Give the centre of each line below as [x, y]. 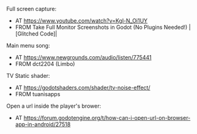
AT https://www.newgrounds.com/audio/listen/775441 [83, 57]
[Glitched [27, 34]
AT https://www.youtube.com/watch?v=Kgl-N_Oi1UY [81, 20]
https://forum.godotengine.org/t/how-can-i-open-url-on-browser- [107, 118]
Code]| [48, 34]
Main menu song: [28, 46]
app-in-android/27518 [43, 124]
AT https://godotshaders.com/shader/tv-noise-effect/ [83, 87]
